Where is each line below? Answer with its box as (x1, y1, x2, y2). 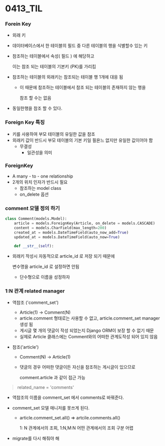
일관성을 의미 (27, 149, 53, 155)
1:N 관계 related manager (5, 287, 65, 294)
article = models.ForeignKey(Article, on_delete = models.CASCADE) (14, 221, 155, 226)
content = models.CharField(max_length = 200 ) (14, 226, 107, 231)
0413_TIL (5, 3, 43, 14)
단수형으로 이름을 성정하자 (19, 274, 70, 280)
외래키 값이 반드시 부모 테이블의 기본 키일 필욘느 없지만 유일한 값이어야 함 (12, 137, 153, 143)
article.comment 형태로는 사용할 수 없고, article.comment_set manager (19, 315, 160, 321)
